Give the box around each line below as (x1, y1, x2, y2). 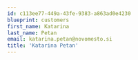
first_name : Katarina (7, 23, 70, 30)
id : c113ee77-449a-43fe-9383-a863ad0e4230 (7, 10, 131, 17)
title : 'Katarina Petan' (7, 42, 79, 49)
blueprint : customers (7, 17, 70, 23)
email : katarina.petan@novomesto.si (7, 36, 112, 43)
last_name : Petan (7, 29, 57, 37)
